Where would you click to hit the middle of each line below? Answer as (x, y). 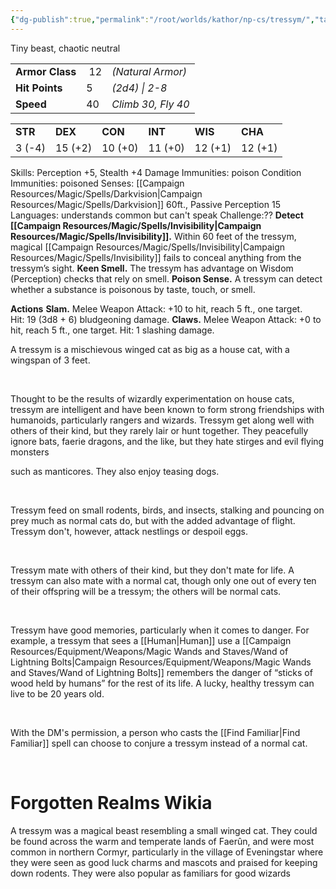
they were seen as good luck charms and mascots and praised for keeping (164, 862)
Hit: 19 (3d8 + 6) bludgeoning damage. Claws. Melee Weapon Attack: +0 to (166, 319)
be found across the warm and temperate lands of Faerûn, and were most (162, 841)
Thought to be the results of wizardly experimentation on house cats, (152, 398)
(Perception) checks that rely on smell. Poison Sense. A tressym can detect (166, 278)
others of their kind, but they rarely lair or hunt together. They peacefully (159, 430)
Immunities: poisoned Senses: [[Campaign (97, 183)
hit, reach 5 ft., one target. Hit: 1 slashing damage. (112, 330)
